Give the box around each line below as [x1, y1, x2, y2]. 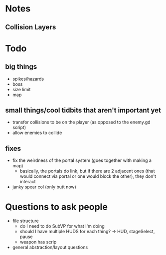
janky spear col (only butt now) [12, 184, 76, 190]
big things [5, 63, 37, 71]
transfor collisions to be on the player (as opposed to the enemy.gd [12, 119, 151, 125]
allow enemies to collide [12, 130, 62, 136]
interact [19, 179, 36, 185]
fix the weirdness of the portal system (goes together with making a [12, 157, 152, 163]
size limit [12, 86, 31, 92]
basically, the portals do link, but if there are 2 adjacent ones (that [19, 168, 155, 174]
